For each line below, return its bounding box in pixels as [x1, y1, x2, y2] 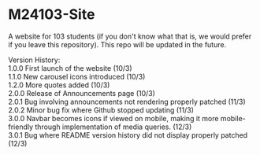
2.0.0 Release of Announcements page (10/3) [8, 88, 156, 98]
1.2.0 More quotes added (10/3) [8, 80, 110, 90]
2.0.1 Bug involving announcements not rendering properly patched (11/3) [8, 97, 246, 106]
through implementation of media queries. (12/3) [35, 122, 192, 131]
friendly [8, 122, 34, 131]
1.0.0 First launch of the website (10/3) [8, 63, 132, 72]
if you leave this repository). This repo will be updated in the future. [8, 39, 227, 49]
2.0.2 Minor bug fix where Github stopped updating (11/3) [8, 105, 195, 115]
